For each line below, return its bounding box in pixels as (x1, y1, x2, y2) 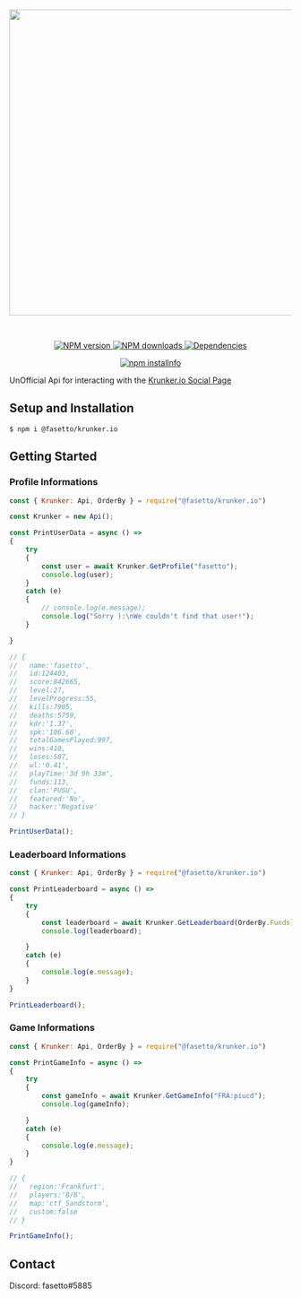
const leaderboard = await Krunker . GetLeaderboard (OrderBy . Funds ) (41, 918, 295, 927)
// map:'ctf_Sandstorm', (9, 1198, 110, 1207)
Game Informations (9, 1022, 96, 1034)
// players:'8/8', (9, 1190, 87, 1199)
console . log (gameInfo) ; (41, 1100, 130, 1109)
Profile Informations (9, 476, 99, 489)
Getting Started (9, 449, 98, 464)
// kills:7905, (9, 702, 74, 712)
